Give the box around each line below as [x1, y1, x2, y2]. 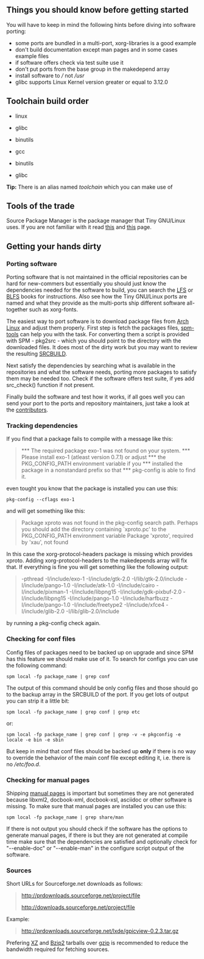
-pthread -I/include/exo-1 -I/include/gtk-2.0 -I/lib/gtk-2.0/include [21, 575, 184, 582]
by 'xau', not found [21, 538, 69, 546]
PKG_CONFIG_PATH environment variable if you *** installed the [21, 460, 183, 468]
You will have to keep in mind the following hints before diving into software [6, 21, 196, 28]
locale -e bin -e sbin [6, 737, 64, 743]
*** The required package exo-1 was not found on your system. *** [21, 447, 191, 454]
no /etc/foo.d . [6, 760, 41, 768]
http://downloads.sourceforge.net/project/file [21, 903, 135, 911]
